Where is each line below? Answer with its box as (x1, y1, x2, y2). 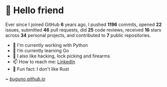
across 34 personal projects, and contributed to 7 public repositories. (5, 32, 151, 38)
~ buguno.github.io (5, 76, 46, 82)
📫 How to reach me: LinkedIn (12, 59, 75, 65)
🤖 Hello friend (5, 5, 64, 16)
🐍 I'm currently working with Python (12, 42, 88, 48)
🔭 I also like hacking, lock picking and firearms (12, 53, 110, 59)
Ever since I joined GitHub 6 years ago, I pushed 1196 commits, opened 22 (5, 21, 162, 27)
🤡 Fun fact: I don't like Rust (12, 66, 69, 72)
